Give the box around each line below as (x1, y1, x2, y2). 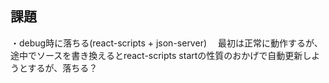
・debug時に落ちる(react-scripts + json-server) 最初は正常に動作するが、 (10, 37, 323, 49)
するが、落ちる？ (27, 62, 98, 74)
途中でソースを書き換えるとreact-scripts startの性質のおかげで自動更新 (10, 49, 303, 61)
